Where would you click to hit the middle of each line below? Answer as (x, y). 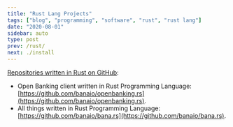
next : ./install (31, 53)
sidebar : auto (28, 33)
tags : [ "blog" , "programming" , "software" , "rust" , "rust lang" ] (105, 20)
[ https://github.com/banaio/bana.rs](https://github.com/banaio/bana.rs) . (122, 115)
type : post (23, 40)
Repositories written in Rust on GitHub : (63, 72)
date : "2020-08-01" (36, 27)
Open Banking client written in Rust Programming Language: (105, 86)
